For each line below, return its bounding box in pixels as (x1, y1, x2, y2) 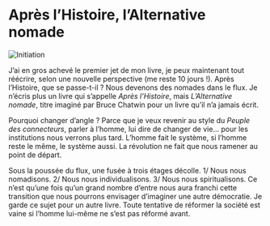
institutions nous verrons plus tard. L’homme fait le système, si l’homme (8, 132, 247, 143)
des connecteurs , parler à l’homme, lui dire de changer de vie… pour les (8, 124, 249, 134)
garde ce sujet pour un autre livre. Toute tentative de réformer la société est (8, 200, 261, 210)
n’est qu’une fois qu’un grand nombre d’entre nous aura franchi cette (8, 182, 237, 192)
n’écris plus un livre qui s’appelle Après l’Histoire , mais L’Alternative (8, 91, 233, 100)
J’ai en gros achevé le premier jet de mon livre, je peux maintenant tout (8, 65, 245, 75)
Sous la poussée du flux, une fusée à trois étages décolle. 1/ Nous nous (8, 165, 247, 175)
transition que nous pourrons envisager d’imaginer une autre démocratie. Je (8, 191, 263, 201)
